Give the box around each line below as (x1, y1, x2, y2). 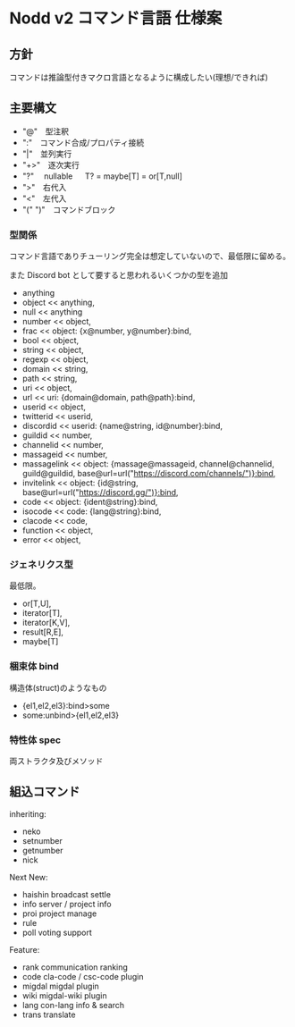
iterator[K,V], (21, 618, 71, 628)
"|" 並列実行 (21, 148, 72, 159)
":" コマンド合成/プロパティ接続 (21, 137, 145, 147)
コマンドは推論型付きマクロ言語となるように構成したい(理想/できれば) (9, 72, 268, 82)
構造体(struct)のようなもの (9, 682, 107, 693)
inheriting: (9, 808, 46, 819)
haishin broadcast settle (21, 888, 112, 899)
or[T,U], (21, 598, 52, 609)
